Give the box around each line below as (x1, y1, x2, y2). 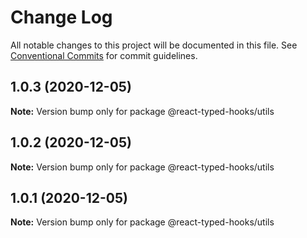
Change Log (10, 6, 113, 29)
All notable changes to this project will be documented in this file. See (10, 39, 298, 51)
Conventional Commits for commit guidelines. (10, 49, 198, 61)
